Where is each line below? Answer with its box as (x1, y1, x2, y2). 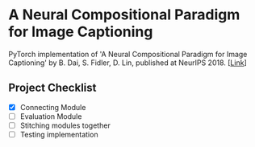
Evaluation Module (19, 111, 82, 121)
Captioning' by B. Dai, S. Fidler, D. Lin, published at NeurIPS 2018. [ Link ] (8, 58, 248, 67)
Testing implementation (19, 129, 98, 139)
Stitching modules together (19, 120, 111, 130)
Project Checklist (8, 81, 97, 95)
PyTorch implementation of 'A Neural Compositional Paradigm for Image (8, 49, 248, 59)
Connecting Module (19, 102, 86, 112)
